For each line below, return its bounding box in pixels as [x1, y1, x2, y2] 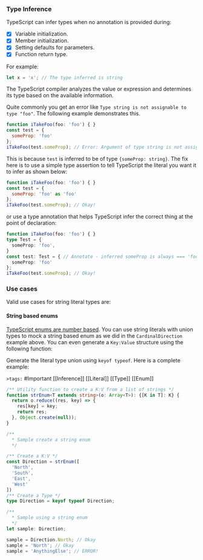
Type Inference [6, 5, 52, 13]
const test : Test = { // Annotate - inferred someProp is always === [6, 253, 185, 260]
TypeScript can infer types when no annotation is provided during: [6, 19, 172, 26]
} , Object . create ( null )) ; [11, 414, 77, 421]
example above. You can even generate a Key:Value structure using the [6, 338, 184, 346]
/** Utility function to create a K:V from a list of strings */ [6, 386, 174, 393]
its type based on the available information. [6, 92, 114, 99]
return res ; [17, 409, 47, 415]
